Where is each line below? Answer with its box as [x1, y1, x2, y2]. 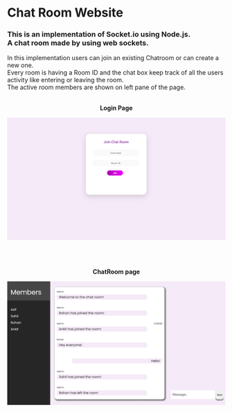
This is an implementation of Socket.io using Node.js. [7, 30, 191, 39]
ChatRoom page [92, 268, 141, 276]
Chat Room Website [7, 5, 123, 21]
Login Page [100, 104, 133, 112]
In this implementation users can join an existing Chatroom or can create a [7, 54, 220, 62]
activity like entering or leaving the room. [7, 76, 124, 84]
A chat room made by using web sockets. [7, 38, 149, 48]
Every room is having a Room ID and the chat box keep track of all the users [7, 68, 224, 77]
